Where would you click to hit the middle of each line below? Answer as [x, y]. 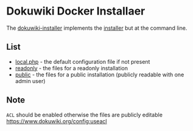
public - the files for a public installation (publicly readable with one [100, 75]
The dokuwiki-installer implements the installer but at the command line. [97, 28]
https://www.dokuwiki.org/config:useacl [57, 121]
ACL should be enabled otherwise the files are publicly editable [85, 115]
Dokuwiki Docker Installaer [76, 11]
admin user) [30, 81]
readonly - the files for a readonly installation [72, 68]
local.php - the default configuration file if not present [82, 61]
